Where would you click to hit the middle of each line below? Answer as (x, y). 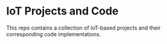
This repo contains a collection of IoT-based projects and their (83, 28)
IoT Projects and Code (62, 11)
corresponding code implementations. (54, 34)
